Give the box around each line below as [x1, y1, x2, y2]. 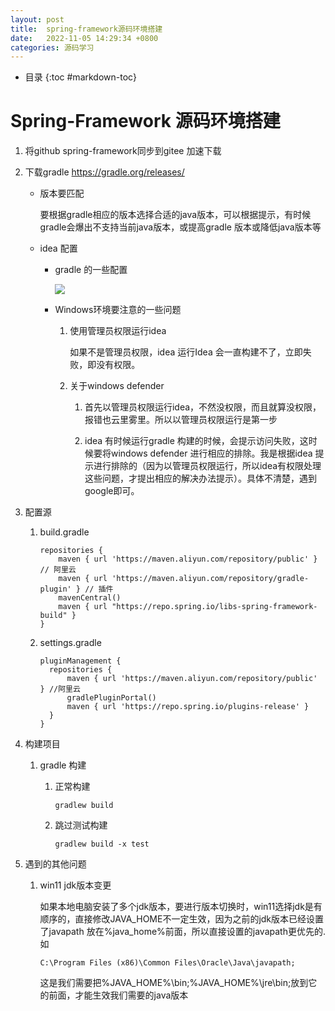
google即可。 [84, 485, 140, 497]
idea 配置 [39, 242, 78, 255]
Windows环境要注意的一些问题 [54, 304, 182, 316]
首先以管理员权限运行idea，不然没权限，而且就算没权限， [84, 401, 322, 413]
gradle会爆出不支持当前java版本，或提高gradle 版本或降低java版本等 [39, 221, 322, 233]
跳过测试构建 [54, 819, 108, 831]
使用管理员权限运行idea [69, 325, 167, 337]
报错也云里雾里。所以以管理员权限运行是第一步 [84, 414, 278, 426]
